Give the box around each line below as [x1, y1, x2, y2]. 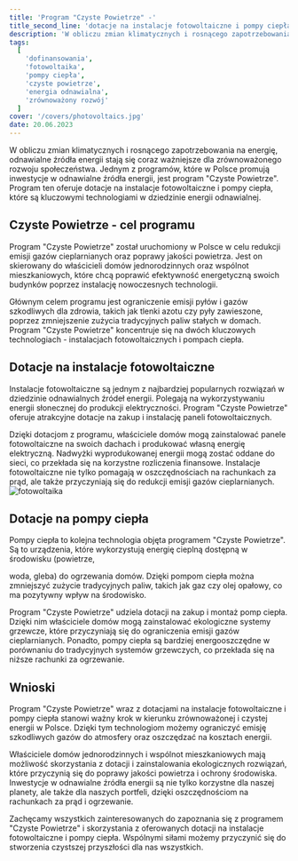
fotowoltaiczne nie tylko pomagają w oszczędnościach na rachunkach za [9, 466, 277, 477]
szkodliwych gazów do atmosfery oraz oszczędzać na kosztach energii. [9, 732, 272, 743]
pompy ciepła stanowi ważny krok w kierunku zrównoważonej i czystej [9, 713, 268, 724]
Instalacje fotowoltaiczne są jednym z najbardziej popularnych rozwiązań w [9, 383, 286, 394]
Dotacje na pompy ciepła [9, 512, 149, 527]
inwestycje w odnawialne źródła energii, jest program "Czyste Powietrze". [9, 173, 279, 183]
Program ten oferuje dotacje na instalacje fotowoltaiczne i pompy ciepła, [9, 183, 273, 193]
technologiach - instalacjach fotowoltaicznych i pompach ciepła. [9, 334, 245, 345]
